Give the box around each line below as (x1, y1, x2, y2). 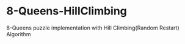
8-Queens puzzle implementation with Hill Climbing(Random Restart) (6, 24, 180, 31)
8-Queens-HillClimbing (6, 4, 127, 18)
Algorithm (6, 30, 31, 37)
